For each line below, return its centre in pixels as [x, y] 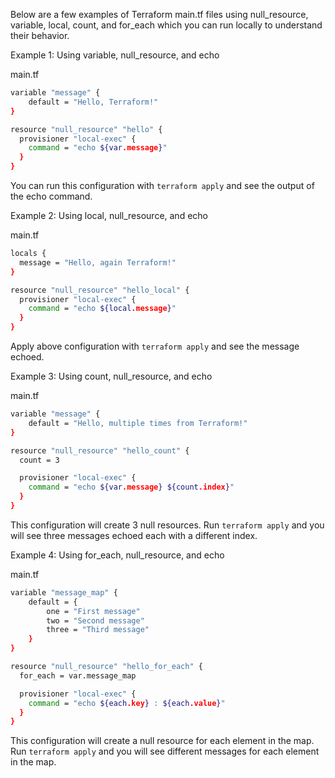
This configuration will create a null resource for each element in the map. [162, 741]
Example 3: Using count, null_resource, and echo [111, 376]
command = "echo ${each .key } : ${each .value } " [127, 703]
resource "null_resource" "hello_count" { [100, 450]
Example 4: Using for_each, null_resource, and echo [117, 555]
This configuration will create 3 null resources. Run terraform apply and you [167, 525]
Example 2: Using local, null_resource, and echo [109, 215]
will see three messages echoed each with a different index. [134, 535]
